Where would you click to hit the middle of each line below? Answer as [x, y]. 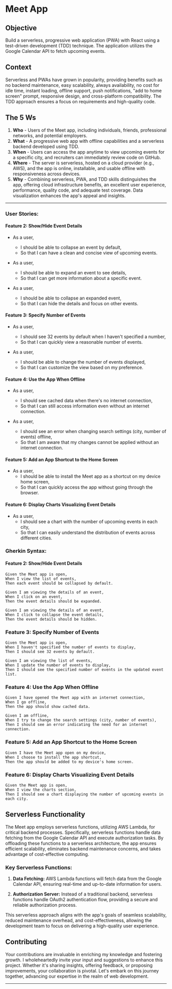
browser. [30, 493]
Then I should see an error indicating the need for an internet [76, 725]
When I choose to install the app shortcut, [53, 757]
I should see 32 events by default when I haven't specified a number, [93, 337]
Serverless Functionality [45, 815]
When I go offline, [26, 702]
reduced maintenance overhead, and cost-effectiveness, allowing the [79, 920]
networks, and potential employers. [50, 135]
